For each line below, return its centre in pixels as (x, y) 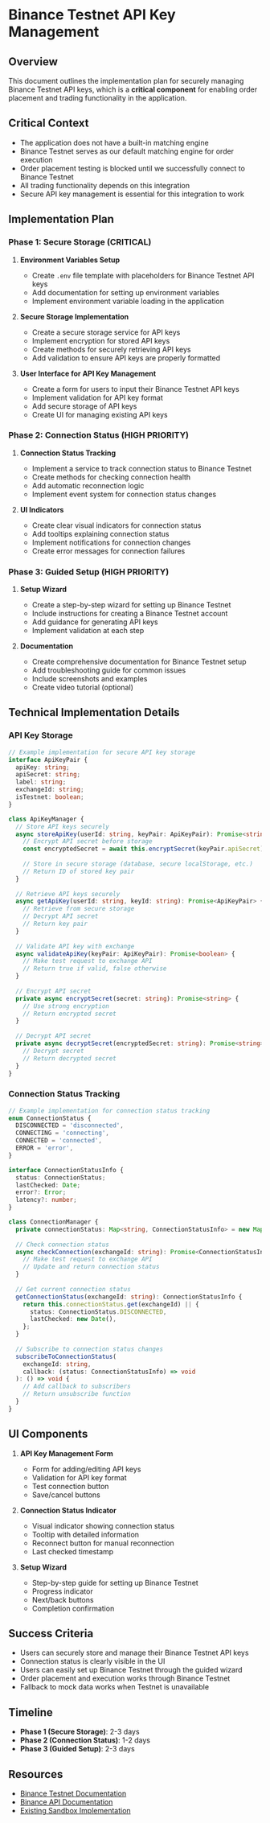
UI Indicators (42, 509)
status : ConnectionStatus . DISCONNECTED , (98, 1312)
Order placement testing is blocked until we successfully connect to (132, 168)
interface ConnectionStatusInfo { (66, 1170)
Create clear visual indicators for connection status (117, 525)
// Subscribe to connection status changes (89, 1349)
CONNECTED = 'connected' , (59, 1141)
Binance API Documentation (66, 1802)
